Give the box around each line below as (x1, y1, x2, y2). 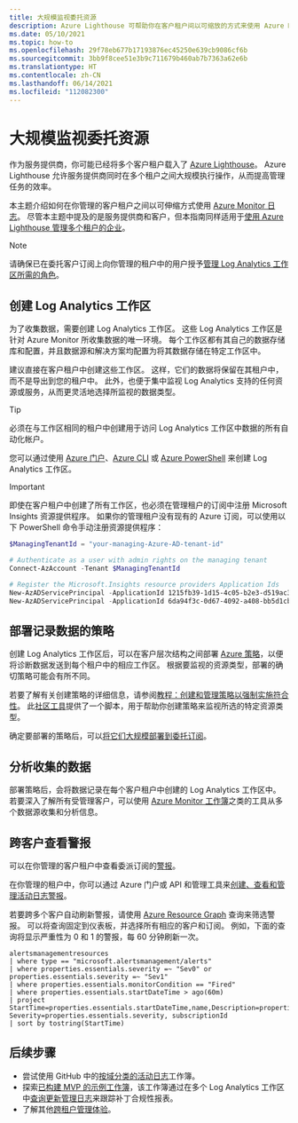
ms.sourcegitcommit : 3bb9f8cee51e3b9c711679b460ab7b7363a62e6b (9, 54, 248, 63)
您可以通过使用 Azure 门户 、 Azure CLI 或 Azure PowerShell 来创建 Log (9, 453, 268, 463)
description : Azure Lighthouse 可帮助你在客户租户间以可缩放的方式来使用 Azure (9, 21, 285, 30)
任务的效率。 (9, 181, 56, 192)
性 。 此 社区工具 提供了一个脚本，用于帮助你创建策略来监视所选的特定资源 (9, 700, 276, 711)
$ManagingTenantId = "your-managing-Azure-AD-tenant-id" (9, 540, 224, 549)
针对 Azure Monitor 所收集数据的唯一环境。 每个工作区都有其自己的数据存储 (9, 335, 286, 345)
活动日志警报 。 (16, 890, 72, 901)
